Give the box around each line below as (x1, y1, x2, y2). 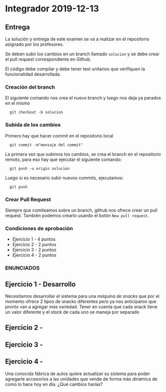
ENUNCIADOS (5, 264, 40, 271)
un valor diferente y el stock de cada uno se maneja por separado (5, 309, 140, 315)
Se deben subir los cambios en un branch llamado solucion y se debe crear (5, 51, 160, 57)
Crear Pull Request (5, 196, 51, 203)
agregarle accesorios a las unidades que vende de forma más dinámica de (5, 376, 158, 382)
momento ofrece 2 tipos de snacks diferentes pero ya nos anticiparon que (5, 298, 157, 304)
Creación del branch (5, 83, 55, 90)
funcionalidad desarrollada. (5, 71, 61, 77)
